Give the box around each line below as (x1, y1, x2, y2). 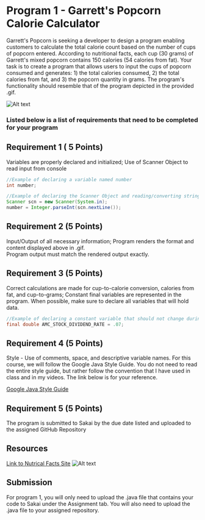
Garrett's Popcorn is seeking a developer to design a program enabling (6, 37, 185, 44)
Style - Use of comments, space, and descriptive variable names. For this (6, 354, 191, 362)
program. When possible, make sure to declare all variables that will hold (6, 297, 189, 305)
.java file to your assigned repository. (6, 507, 99, 514)
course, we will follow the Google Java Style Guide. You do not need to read (6, 361, 198, 368)
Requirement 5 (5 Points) (6, 403, 103, 413)
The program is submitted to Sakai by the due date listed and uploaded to (6, 419, 191, 427)
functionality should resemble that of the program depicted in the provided (6, 82, 194, 89)
